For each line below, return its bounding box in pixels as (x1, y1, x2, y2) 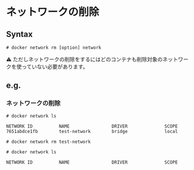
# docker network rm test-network (6, 139, 91, 145)
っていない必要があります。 (21, 63, 88, 70)
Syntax (6, 29, 33, 39)
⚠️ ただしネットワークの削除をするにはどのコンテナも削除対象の (6, 56, 163, 62)
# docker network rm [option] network (6, 45, 101, 51)
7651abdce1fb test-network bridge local (6, 128, 178, 134)
